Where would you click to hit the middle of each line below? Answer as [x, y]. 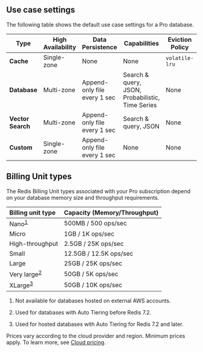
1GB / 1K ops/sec [89, 234]
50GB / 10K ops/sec [93, 285]
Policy [180, 47]
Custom [21, 147]
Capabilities [141, 43]
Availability [60, 47]
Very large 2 [26, 274]
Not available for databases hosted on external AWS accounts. [93, 301]
